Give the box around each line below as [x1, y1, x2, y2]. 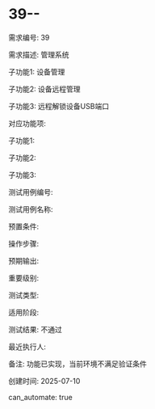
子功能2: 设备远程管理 [8, 84, 81, 94]
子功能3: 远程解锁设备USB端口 [8, 101, 110, 111]
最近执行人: [8, 341, 47, 352]
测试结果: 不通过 [8, 324, 62, 334]
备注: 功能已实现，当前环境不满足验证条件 [8, 359, 147, 369]
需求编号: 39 [8, 32, 50, 42]
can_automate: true [8, 392, 73, 402]
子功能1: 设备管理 [8, 66, 65, 77]
